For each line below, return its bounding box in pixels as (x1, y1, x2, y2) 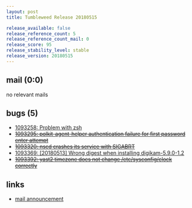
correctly (14, 162, 38, 169)
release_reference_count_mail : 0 (6, 36, 89, 42)
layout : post (6, 8, 39, 15)
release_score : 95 (6, 42, 52, 48)
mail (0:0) (6, 75, 44, 85)
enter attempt (14, 137, 49, 144)
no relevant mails (6, 91, 48, 98)
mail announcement (14, 195, 64, 203)
